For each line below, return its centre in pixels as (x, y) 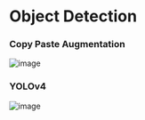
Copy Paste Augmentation (68, 44)
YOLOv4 (28, 86)
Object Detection (73, 16)
